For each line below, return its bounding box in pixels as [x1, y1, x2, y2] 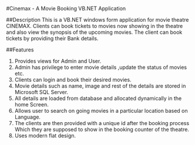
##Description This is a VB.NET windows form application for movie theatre [6, 16, 189, 23]
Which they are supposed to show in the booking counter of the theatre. [14, 126, 190, 133]
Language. [14, 113, 41, 120]
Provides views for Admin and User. [14, 58, 102, 64]
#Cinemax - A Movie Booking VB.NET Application [6, 5, 126, 12]
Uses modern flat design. [14, 132, 76, 139]
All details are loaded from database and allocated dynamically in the [14, 95, 182, 102]
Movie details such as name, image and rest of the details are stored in [14, 82, 186, 89]
